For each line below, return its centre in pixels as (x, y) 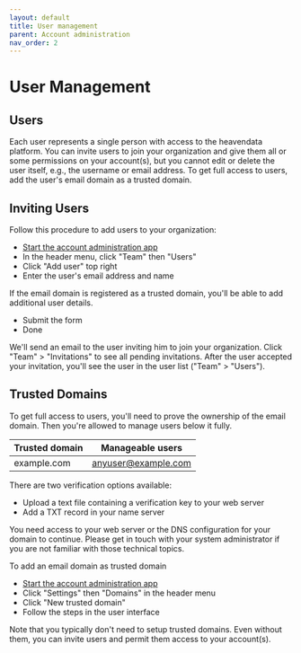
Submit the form (52, 321)
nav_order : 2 (34, 43)
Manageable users (141, 447)
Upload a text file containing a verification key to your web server (143, 502)
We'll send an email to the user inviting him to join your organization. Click (146, 348)
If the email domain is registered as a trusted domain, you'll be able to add (146, 294)
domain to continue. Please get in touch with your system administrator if (145, 539)
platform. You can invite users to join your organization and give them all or (148, 151)
